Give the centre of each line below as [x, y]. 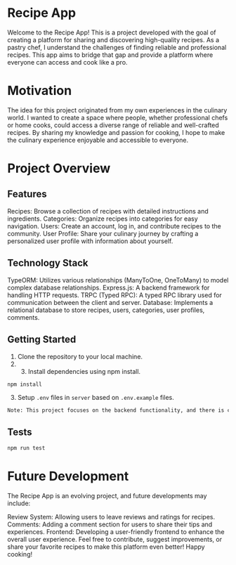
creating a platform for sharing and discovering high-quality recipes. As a [113, 39]
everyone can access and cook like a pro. [67, 62]
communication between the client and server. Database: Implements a [110, 302]
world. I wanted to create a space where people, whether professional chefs [118, 117]
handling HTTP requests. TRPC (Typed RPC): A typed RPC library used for [115, 295]
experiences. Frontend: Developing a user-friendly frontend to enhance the [116, 532]
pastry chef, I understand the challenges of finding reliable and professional [117, 47]
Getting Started [42, 340]
